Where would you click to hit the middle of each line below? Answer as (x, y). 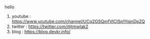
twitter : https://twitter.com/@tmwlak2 (50, 26)
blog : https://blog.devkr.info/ (41, 32)
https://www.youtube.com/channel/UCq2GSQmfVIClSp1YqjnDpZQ (78, 21)
